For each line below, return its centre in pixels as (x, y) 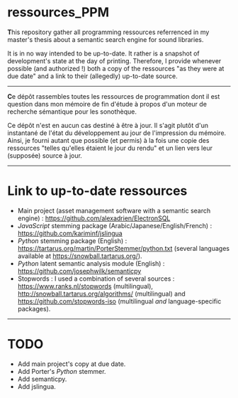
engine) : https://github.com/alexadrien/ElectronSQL (94, 218)
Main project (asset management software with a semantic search (114, 210)
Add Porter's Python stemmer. (62, 371)
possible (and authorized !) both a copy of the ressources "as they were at (116, 68)
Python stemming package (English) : (72, 241)
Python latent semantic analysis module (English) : (91, 263)
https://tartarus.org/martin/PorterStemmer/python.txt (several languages (124, 248)
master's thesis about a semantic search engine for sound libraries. (106, 39)
